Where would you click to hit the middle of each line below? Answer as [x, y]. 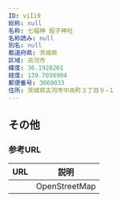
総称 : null [25, 23]
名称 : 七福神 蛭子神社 [41, 30]
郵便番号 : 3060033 [37, 83]
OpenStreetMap [66, 187]
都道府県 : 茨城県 [33, 53]
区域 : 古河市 [27, 61]
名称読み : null [31, 38]
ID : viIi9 [25, 16]
